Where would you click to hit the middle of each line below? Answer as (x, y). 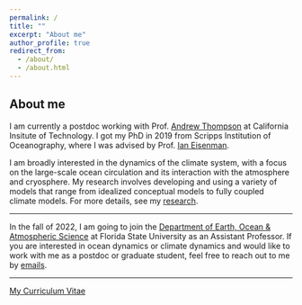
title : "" (28, 26)
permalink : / (34, 18)
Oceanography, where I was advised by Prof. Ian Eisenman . (120, 145)
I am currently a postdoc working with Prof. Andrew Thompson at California (149, 126)
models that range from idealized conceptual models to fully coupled (137, 191)
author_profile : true (50, 43)
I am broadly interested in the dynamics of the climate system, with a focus (148, 162)
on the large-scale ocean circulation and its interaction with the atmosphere (150, 172)
